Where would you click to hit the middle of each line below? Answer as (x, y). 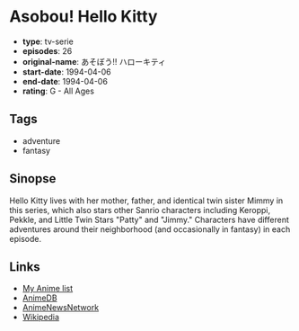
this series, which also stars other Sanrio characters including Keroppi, (140, 210)
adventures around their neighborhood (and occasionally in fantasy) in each (150, 229)
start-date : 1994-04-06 (67, 72)
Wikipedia (41, 318)
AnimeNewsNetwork (61, 308)
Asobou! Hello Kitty (84, 17)
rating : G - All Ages (58, 91)
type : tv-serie (48, 41)
